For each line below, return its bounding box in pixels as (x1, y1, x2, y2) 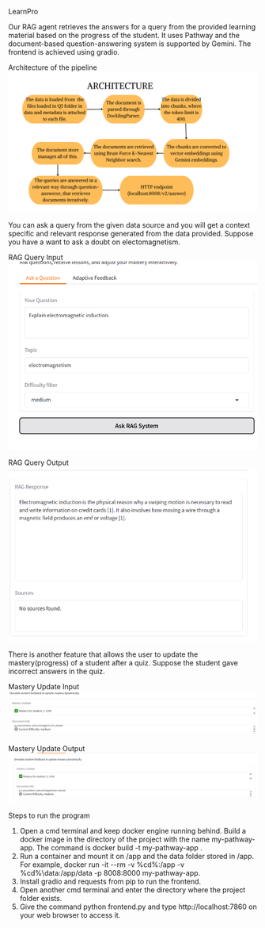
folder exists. (19, 893, 62, 903)
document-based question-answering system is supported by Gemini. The (8, 39, 252, 48)
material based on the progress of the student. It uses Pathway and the (8, 31, 240, 40)
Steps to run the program (8, 811, 90, 820)
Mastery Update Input (8, 682, 80, 692)
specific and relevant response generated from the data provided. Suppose (8, 228, 254, 238)
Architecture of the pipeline (8, 63, 97, 72)
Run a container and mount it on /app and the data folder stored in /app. (19, 851, 255, 861)
